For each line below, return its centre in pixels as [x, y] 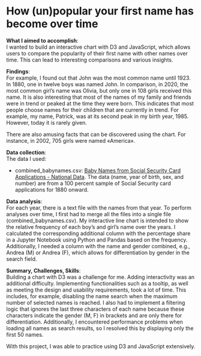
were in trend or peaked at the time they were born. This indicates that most [100, 103]
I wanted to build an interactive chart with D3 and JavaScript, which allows [98, 47]
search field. [22, 259]
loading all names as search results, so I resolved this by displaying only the [100, 328]
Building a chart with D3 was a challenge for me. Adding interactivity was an [100, 277]
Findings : [18, 71]
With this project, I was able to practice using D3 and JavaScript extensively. [101, 346]
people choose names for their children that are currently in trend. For [92, 110]
